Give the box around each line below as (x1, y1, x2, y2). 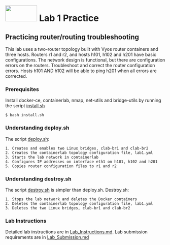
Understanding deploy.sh (5, 125, 70, 132)
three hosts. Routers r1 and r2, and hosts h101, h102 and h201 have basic (5, 51, 157, 57)
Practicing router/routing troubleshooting (5, 33, 140, 41)
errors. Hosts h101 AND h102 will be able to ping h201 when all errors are (5, 68, 157, 74)
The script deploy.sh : (5, 136, 50, 142)
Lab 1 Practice (39, 13, 99, 24)
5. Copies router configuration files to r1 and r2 (5, 163, 117, 169)
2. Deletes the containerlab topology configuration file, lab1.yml (5, 201, 153, 206)
